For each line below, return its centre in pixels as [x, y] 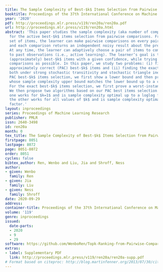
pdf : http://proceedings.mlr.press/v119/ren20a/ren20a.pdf [66, 23]
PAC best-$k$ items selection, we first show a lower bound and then [81, 77]
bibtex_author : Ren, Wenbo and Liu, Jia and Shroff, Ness [65, 163]
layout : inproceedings [28, 109]
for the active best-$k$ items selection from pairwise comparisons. [81, 37]
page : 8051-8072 [21, 149]
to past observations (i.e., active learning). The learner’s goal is [82, 55]
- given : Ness [19, 190]
